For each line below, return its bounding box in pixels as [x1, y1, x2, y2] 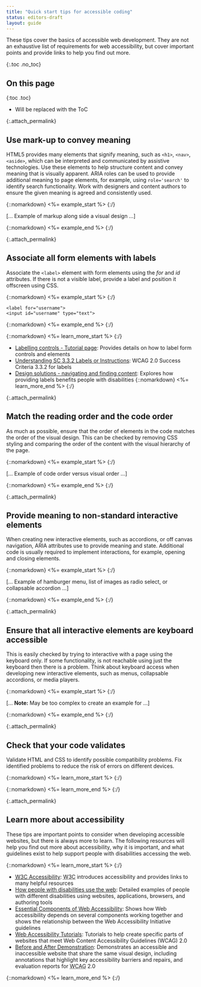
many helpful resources [14, 879, 74, 887]
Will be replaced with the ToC [14, 106, 88, 113]
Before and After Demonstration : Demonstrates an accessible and [14, 943, 178, 950]
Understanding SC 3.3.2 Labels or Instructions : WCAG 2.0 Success [14, 357, 181, 364]
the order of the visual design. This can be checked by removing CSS [6, 434, 178, 441]
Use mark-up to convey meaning [6, 135, 131, 145]
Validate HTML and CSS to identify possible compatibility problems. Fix [6, 756, 182, 764]
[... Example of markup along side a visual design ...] [6, 213, 136, 219]
